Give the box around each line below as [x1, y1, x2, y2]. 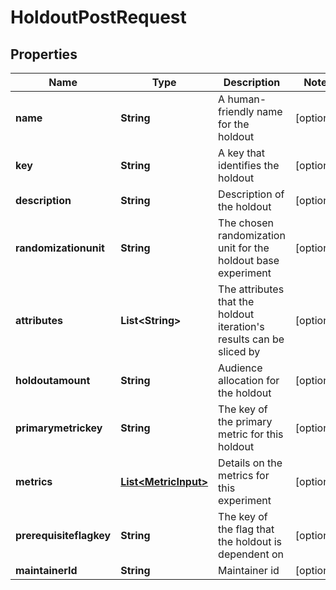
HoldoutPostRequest [10, 6, 187, 29]
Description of [218, 187, 285, 201]
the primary [218, 415, 273, 428]
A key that [218, 146, 266, 160]
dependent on [218, 547, 284, 561]
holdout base [218, 254, 280, 267]
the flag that [218, 522, 275, 536]
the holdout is [218, 535, 283, 548]
